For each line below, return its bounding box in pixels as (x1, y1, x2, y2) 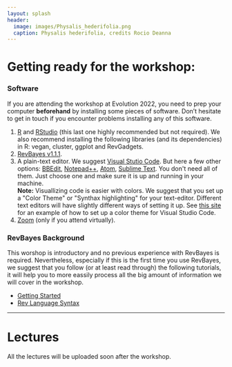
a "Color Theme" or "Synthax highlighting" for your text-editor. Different (17, 194, 222, 202)
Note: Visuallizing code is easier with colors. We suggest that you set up (17, 186, 224, 194)
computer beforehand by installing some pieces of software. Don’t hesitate (7, 106, 222, 115)
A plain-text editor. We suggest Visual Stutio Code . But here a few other (17, 157, 221, 165)
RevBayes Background (7, 233, 85, 243)
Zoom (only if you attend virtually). (17, 216, 116, 224)
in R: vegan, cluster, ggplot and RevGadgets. (17, 142, 144, 151)
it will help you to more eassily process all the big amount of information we (7, 271, 222, 279)
